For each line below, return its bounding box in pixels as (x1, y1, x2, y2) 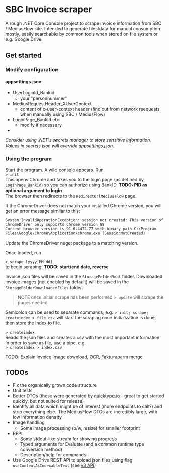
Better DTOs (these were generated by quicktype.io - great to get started (12, 393, 164, 399)
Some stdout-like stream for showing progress (20, 436, 117, 442)
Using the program (5, 155, 52, 162)
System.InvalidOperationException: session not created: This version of (5, 217, 164, 223)
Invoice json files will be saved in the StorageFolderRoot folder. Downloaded (5, 273, 163, 279)
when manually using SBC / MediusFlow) (20, 111, 105, 117)
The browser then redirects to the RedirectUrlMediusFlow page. (5, 193, 137, 199)
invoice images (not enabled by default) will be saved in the (5, 279, 129, 285)
